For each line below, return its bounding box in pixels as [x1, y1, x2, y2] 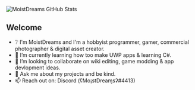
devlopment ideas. [14, 64, 61, 71]
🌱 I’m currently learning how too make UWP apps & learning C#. [14, 51, 172, 59]
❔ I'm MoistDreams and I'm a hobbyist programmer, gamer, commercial [14, 38, 189, 46]
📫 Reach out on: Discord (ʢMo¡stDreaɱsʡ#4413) [14, 77, 136, 84]
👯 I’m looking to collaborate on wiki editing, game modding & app [14, 57, 174, 65]
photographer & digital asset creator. [14, 45, 105, 52]
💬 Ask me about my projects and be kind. [14, 70, 116, 77]
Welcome [6, 22, 42, 33]
